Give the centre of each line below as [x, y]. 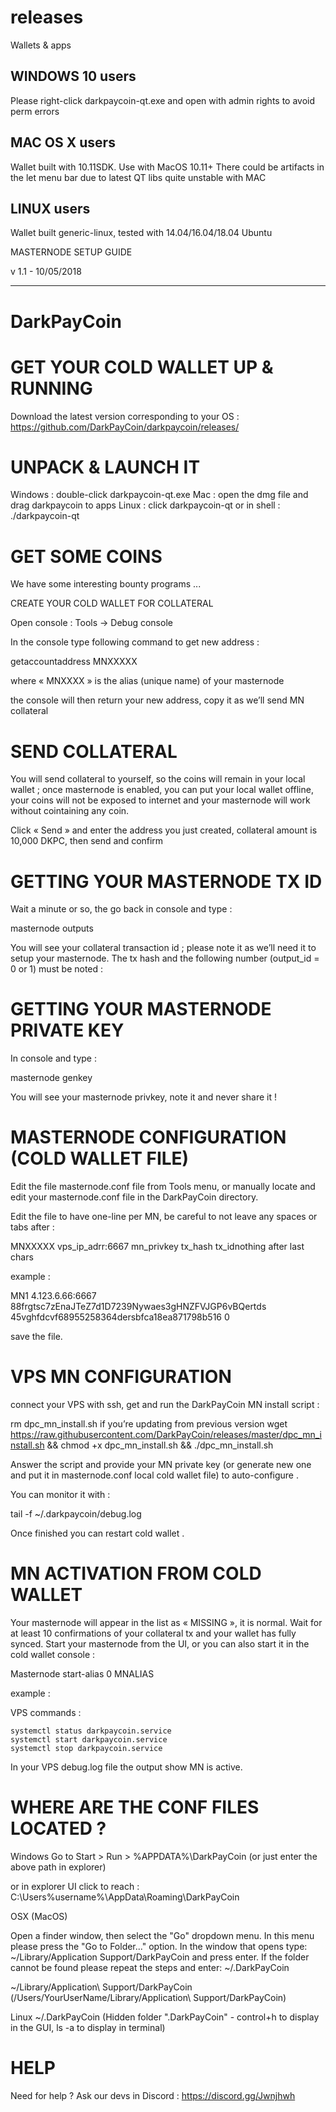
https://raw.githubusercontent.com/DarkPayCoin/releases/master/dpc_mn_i [166, 1435]
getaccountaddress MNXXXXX [74, 662]
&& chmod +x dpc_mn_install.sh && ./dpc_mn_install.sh [160, 1445]
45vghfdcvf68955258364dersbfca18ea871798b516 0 [120, 1317]
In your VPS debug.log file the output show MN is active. [126, 1767]
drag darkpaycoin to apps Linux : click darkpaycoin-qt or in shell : [145, 505]
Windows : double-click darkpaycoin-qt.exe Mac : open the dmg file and [159, 495]
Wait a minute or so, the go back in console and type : [121, 909]
